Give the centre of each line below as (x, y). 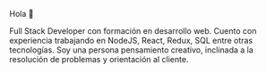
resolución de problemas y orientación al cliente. (99, 59)
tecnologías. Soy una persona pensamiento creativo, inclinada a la (131, 50)
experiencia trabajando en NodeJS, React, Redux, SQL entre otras (131, 41)
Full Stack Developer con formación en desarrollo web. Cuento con (133, 31)
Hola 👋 (21, 14)
